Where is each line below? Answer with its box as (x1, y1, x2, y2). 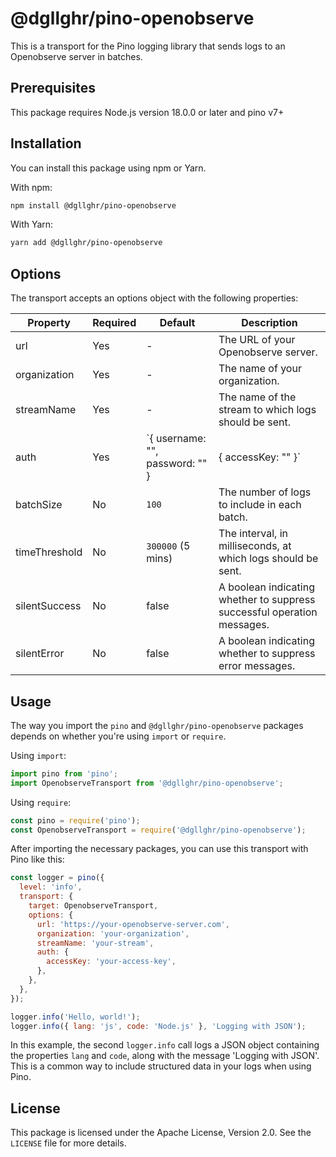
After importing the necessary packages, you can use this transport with (10, 843, 309, 855)
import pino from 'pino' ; (10, 768, 118, 779)
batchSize (15, 498, 63, 512)
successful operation (218, 605, 318, 619)
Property (27, 316, 71, 330)
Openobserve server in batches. (10, 50, 143, 62)
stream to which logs (218, 403, 317, 417)
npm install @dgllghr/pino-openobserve (10, 200, 177, 211)
